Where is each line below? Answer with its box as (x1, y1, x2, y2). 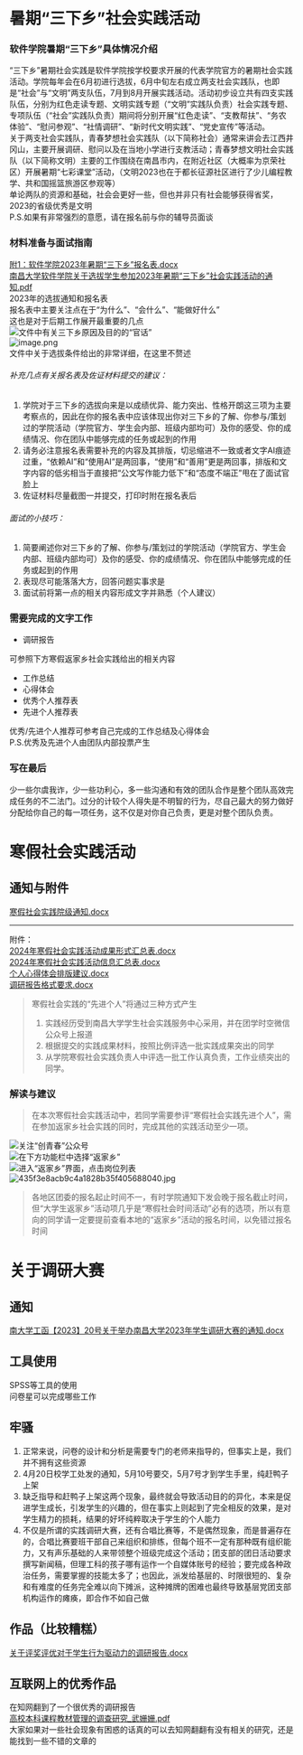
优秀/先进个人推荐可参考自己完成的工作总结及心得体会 (9, 726, 210, 737)
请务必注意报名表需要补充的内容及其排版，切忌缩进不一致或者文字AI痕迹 (22, 445, 291, 455)
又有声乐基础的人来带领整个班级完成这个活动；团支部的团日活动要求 (38, 1547, 291, 1558)
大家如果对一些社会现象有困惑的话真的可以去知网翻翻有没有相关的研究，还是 (9, 1724, 294, 1735)
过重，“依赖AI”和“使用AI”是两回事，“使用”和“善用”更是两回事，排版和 (22, 455, 280, 466)
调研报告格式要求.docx (9, 979, 94, 990)
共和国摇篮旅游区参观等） (24, 178, 120, 189)
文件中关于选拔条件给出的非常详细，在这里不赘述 (9, 347, 191, 358)
